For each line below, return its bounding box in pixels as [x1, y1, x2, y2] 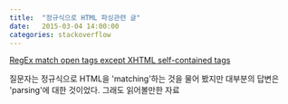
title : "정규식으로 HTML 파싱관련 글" [9, 13, 141, 23]
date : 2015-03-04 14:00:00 [9, 22, 120, 31]
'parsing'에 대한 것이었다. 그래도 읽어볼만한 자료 [9, 85, 180, 96]
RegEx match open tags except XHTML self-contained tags [9, 55, 231, 66]
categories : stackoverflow [9, 30, 111, 39]
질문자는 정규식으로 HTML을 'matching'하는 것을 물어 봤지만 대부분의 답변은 [9, 73, 279, 84]
